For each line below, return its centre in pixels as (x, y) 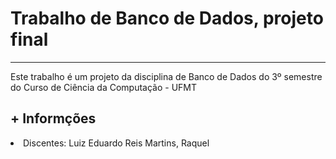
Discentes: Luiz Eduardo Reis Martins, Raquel (116, 143)
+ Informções (53, 118)
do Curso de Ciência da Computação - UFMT (103, 87)
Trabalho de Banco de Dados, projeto (167, 18)
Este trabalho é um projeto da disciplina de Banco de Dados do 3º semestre (166, 76)
